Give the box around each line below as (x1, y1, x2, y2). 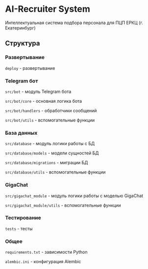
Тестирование (5, 214, 42, 221)
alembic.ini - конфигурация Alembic (5, 259, 81, 265)
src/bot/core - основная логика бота (5, 98, 82, 104)
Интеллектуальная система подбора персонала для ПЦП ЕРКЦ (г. (5, 20, 144, 26)
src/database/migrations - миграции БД (5, 160, 88, 166)
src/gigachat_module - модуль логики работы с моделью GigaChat (5, 193, 144, 199)
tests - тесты (5, 225, 33, 232)
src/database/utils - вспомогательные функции (5, 169, 106, 175)
